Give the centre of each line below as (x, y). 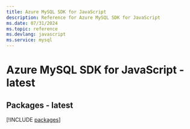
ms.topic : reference (32, 29)
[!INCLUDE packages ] (33, 120)
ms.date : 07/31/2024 (32, 23)
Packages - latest (40, 105)
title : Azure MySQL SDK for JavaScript (56, 12)
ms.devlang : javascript (36, 35)
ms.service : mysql (29, 40)
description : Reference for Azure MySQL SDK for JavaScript (84, 18)
